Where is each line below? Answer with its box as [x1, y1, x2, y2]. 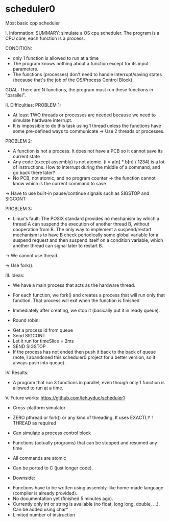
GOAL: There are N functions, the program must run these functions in [5, 86, 153, 92]
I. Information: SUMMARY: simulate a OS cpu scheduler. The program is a [5, 30, 160, 36]
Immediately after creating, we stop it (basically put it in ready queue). [12, 307, 160, 313]
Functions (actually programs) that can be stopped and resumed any [12, 439, 157, 445]
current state [12, 153, 40, 159]
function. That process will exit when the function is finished [12, 297, 140, 304]
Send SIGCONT [12, 332, 46, 338]
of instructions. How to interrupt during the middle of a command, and [12, 164, 160, 170]
